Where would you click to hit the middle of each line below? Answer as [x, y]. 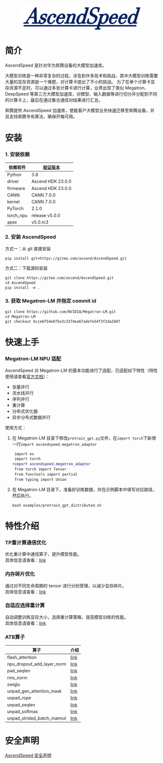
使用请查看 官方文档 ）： [27, 376]
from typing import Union [41, 479]
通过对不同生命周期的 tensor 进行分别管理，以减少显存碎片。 [66, 586]
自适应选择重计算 [25, 606]
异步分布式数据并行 [31, 417]
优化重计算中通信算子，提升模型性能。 [43, 554]
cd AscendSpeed [20, 283]
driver [13, 181]
